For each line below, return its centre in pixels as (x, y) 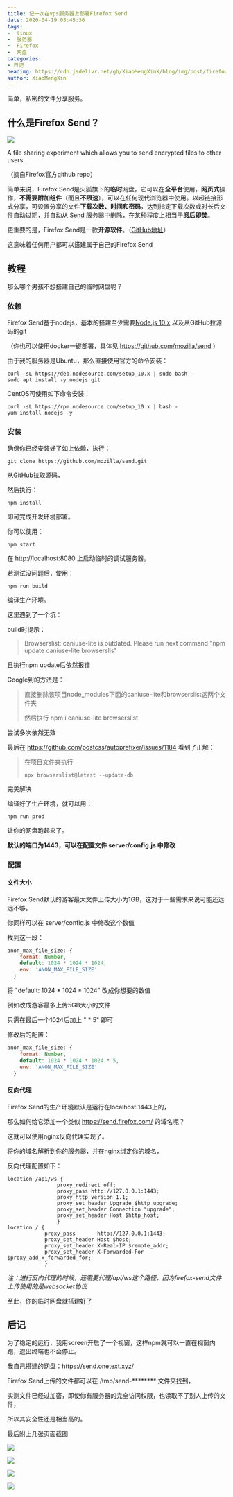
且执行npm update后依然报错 (49, 665)
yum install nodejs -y (40, 413)
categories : (24, 59)
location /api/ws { (35, 1179)
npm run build (28, 586)
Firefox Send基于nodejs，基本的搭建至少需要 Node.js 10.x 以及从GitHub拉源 (115, 322)
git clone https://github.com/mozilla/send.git (77, 461)
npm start (21, 544)
